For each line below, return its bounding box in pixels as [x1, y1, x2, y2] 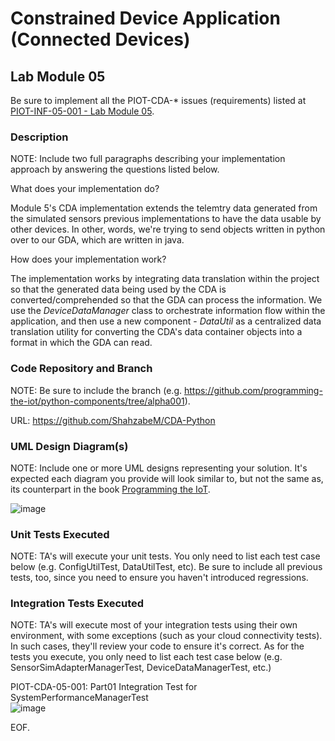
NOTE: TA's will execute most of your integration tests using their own [10, 619, 298, 631]
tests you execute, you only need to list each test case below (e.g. [10, 651, 283, 663]
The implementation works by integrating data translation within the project [10, 273, 320, 285]
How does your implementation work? [10, 253, 167, 266]
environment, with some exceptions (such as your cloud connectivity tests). [10, 630, 323, 642]
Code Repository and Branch [10, 362, 153, 376]
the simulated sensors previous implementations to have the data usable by [10, 213, 322, 225]
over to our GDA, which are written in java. [10, 234, 185, 246]
